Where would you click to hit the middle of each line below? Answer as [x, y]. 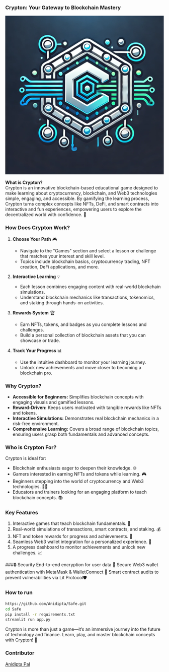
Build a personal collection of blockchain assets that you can [83, 335]
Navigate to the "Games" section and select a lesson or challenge [88, 250]
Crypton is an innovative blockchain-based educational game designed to [82, 188]
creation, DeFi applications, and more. [59, 266]
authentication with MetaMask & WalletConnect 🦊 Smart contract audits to [82, 572]
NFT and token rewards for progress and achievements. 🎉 [72, 536]
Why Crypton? [23, 386]
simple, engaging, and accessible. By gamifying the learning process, [77, 198]
